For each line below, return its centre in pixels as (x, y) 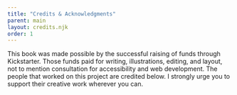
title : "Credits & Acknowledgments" (62, 14)
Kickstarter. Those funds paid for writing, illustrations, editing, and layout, (115, 62)
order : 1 (20, 34)
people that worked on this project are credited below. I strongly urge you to (119, 77)
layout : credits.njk (38, 27)
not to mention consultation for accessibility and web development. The (113, 69)
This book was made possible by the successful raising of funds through (114, 54)
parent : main (27, 21)
